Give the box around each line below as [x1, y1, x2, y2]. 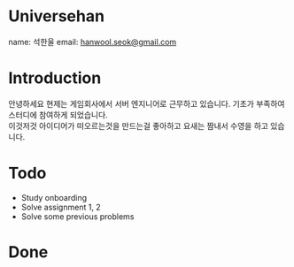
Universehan [8, 6, 105, 27]
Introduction [8, 68, 102, 88]
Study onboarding [20, 192, 88, 202]
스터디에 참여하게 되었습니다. [8, 109, 108, 120]
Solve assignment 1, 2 [20, 202, 101, 212]
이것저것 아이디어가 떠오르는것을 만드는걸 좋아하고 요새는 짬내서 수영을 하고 [8, 120, 269, 131]
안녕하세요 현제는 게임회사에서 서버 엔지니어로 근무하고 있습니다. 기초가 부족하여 [8, 98, 285, 109]
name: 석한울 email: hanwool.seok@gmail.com [8, 36, 177, 47]
